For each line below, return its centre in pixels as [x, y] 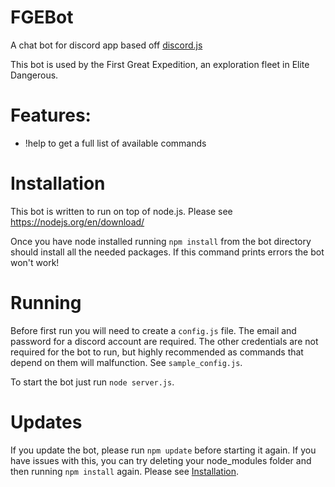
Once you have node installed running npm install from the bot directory [161, 241]
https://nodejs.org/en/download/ [77, 222]
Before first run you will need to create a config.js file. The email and [153, 330]
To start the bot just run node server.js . [92, 382]
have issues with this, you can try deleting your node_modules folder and [161, 460]
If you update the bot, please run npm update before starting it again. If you [163, 450]
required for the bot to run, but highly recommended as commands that [157, 352]
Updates [46, 422]
